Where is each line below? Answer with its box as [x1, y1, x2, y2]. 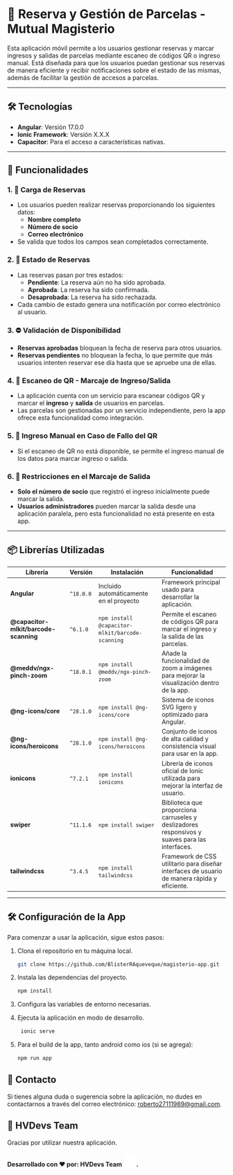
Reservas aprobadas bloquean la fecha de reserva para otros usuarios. [17, 344, 223, 353]
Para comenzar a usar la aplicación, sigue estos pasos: [7, 933, 164, 941]
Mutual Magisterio [7, 21, 115, 37]
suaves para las [162, 835, 207, 843]
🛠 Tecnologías [7, 101, 73, 113]
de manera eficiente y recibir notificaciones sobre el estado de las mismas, [7, 66, 222, 74]
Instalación [110, 568, 144, 577]
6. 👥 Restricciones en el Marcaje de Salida [7, 471, 150, 481]
